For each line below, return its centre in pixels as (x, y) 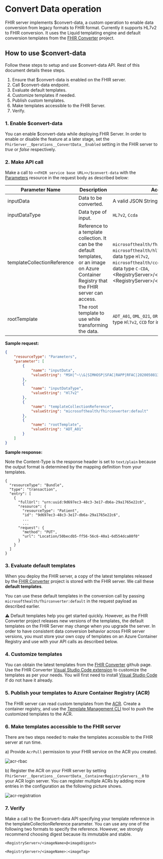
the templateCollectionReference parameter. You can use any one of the (77, 824)
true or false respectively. (31, 149)
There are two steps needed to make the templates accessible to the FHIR (79, 737)
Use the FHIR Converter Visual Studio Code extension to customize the (76, 670)
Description (93, 190)
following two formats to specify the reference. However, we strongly (74, 829)
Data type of (92, 212)
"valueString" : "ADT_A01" (57, 429)
